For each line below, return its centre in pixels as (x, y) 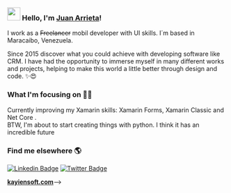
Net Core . (22, 117)
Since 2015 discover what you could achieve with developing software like (114, 54)
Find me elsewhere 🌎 (45, 150)
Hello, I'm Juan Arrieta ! (62, 17)
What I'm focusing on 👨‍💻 (50, 95)
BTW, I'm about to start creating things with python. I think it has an (103, 125)
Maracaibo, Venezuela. (40, 40)
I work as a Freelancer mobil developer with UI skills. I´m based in (101, 33)
